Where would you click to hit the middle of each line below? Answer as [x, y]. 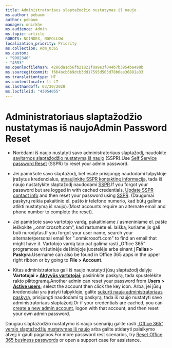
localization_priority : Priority [41, 44]
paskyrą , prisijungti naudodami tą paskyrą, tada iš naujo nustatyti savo [87, 297]
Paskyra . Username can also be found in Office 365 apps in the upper [86, 254]
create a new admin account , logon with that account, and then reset [85, 308]
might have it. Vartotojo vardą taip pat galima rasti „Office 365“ [79, 244]
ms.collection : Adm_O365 [32, 48]
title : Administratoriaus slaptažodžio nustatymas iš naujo [71, 10]
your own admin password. [41, 314]
